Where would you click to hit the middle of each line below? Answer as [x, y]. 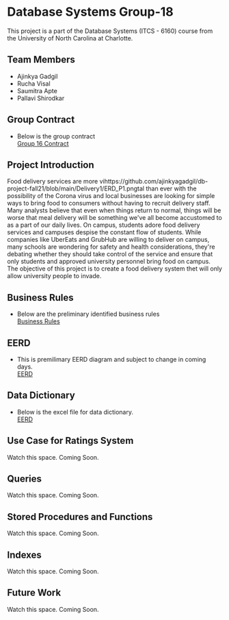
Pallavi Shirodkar [41, 98]
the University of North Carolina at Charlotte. [70, 38]
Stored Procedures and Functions [80, 517]
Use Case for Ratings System [70, 441]
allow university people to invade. [54, 276]
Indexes [25, 555]
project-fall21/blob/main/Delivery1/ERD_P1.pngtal [76, 188]
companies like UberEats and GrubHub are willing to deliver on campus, [108, 240]
